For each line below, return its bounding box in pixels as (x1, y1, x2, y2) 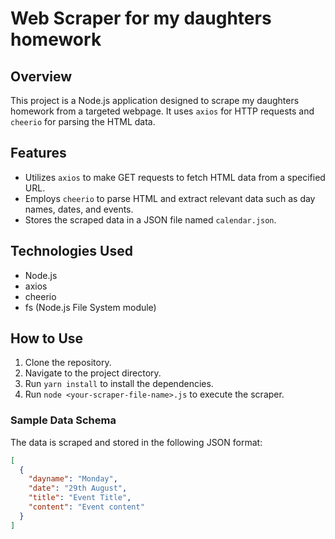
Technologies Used (10, 243, 133, 260)
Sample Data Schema (10, 413, 117, 427)
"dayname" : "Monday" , (28, 474, 118, 484)
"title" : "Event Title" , (28, 493, 132, 503)
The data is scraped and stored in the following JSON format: (10, 436, 263, 448)
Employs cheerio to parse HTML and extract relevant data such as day (24, 192, 316, 204)
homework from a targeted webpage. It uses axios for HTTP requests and (10, 105, 315, 117)
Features (10, 145, 67, 162)
